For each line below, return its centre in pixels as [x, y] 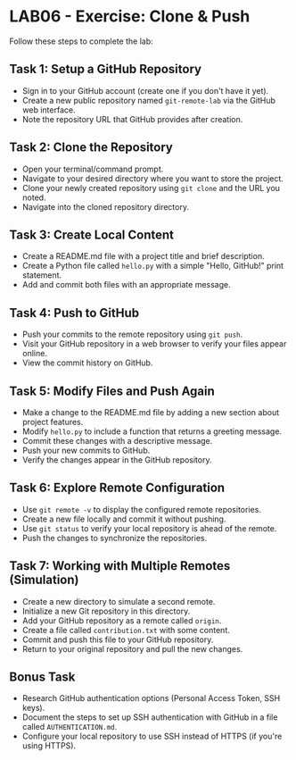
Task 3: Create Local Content [91, 234]
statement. [42, 275]
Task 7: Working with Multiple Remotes [120, 566]
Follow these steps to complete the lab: [81, 41]
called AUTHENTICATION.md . [70, 727]
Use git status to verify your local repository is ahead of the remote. [149, 528]
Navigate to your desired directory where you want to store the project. [152, 178]
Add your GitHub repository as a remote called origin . [122, 620]
